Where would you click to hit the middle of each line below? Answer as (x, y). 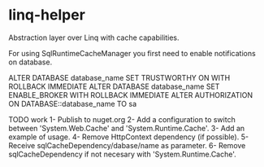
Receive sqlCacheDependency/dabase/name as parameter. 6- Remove (127, 145)
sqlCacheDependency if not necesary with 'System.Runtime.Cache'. (123, 154)
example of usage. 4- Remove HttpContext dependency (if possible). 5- (129, 137)
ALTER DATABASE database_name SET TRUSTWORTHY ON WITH (119, 77)
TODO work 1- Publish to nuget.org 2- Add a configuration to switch (122, 119)
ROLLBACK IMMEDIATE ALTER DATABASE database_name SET (114, 86)
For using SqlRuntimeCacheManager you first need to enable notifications (132, 53)
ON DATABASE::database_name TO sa (73, 103)
